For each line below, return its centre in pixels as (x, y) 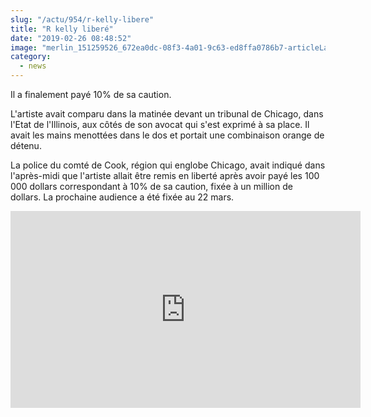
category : (31, 57)
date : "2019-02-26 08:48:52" (71, 38)
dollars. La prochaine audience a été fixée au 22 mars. (122, 197)
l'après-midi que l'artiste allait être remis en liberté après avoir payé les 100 (165, 175)
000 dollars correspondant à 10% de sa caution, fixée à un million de (151, 186)
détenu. (26, 145)
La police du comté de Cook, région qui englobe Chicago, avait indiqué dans (168, 165)
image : (24, 47)
